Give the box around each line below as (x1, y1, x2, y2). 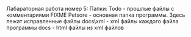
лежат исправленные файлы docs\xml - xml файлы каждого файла (6, 18, 179, 24)
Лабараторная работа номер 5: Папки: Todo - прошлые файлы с (6, 5, 175, 12)
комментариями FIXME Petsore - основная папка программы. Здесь (6, 11, 186, 18)
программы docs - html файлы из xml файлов (6, 24, 124, 31)
